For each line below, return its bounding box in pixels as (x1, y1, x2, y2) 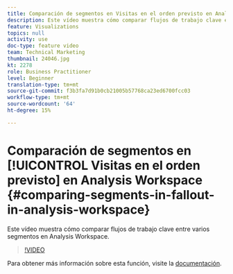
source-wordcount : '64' (7, 101, 76, 108)
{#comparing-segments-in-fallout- (7, 187, 215, 203)
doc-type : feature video (7, 42, 79, 49)
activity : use (7, 36, 49, 43)
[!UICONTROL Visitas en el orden (7, 157, 201, 173)
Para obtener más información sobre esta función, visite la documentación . (7, 259, 222, 267)
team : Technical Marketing (7, 49, 85, 56)
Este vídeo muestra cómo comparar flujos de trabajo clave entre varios (7, 225, 210, 233)
